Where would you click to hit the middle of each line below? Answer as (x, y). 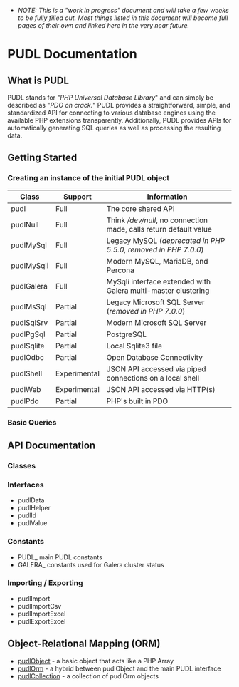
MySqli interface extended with (159, 281)
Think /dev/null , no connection (157, 220)
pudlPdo (25, 401)
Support (78, 197)
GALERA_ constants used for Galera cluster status (91, 564)
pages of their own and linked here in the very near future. (103, 25)
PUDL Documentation (72, 55)
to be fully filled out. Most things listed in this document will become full (123, 18)
